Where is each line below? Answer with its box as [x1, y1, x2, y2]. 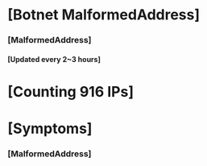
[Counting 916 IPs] [7, 82, 135, 101]
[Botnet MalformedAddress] [7, 6, 201, 24]
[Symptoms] [7, 119, 93, 138]
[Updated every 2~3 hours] [7, 54, 101, 64]
